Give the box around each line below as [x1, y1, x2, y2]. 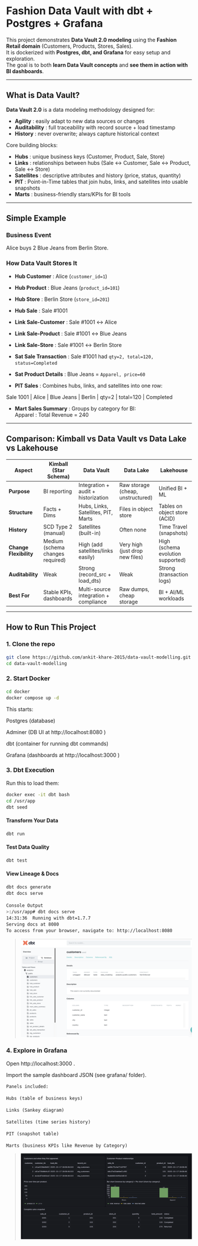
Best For [8, 592, 30, 599]
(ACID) [159, 515, 176, 522]
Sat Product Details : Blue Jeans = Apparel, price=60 [14, 371, 146, 378]
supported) [159, 557, 186, 564]
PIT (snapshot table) [6, 1131, 60, 1137]
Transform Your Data [6, 817, 59, 824]
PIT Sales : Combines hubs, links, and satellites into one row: [14, 382, 163, 389]
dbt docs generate [6, 884, 51, 890]
